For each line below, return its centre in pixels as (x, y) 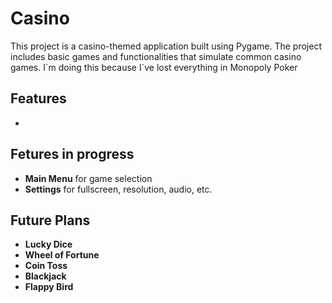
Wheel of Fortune (62, 255)
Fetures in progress (72, 154)
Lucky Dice (48, 244)
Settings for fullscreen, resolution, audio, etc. (118, 189)
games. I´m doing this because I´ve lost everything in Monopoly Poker (154, 67)
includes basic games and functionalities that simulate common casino (156, 56)
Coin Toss (46, 266)
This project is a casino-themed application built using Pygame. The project (166, 46)
